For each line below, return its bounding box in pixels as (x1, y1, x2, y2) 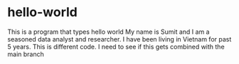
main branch (7, 50, 44, 58)
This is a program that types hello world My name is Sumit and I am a (7, 27, 210, 36)
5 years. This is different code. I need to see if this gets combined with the (7, 42, 225, 51)
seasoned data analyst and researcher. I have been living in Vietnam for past (7, 34, 232, 43)
